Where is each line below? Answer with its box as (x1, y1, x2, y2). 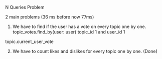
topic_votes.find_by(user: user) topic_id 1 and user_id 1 (12, 29, 125, 34)
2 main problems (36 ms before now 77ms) (5, 14, 94, 19)
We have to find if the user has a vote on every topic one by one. (12, 23, 146, 29)
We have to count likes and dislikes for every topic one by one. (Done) (12, 48, 157, 54)
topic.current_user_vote (5, 38, 54, 44)
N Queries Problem (5, 4, 45, 10)
